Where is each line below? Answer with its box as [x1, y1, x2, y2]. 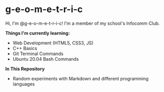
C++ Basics [12, 45, 37, 51]
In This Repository [5, 66, 45, 72]
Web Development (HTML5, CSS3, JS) [12, 39, 94, 46]
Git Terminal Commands [12, 51, 64, 57]
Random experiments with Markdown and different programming [12, 75, 149, 81]
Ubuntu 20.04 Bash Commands [12, 56, 79, 62]
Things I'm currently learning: [5, 30, 70, 36]
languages [12, 81, 35, 87]
